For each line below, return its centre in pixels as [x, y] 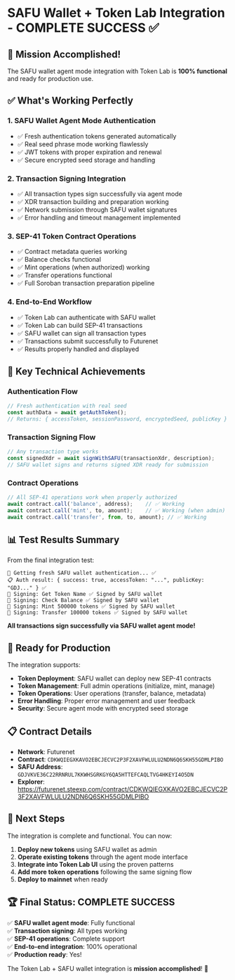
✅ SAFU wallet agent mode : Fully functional [71, 922]
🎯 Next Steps [36, 819]
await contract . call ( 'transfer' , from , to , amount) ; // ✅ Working [107, 517]
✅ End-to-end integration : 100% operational [72, 946]
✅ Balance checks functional [59, 260]
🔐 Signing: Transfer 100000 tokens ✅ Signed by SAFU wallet [98, 613]
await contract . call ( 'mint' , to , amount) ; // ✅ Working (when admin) [116, 510]
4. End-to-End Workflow [50, 302]
